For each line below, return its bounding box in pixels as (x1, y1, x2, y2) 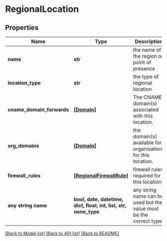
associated (133, 106, 159, 113)
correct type (133, 218, 163, 225)
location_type (7, 80, 41, 86)
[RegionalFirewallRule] (74, 172, 128, 179)
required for (133, 172, 161, 179)
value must (133, 205, 159, 212)
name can (133, 193, 157, 200)
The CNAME (133, 94, 163, 101)
